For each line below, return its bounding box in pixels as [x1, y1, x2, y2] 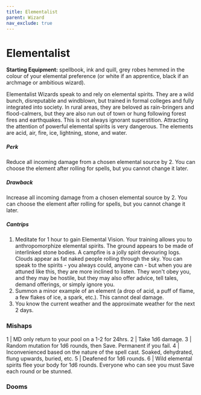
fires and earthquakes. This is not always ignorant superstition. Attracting [6, 116, 189, 124]
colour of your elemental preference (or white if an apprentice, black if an [6, 73, 189, 80]
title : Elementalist [6, 8, 59, 15]
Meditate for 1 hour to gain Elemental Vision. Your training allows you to [14, 236, 193, 243]
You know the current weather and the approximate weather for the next [14, 300, 195, 307]
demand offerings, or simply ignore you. [14, 281, 115, 288]
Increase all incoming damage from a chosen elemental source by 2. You [6, 194, 188, 201]
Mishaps [6, 322, 32, 330]
